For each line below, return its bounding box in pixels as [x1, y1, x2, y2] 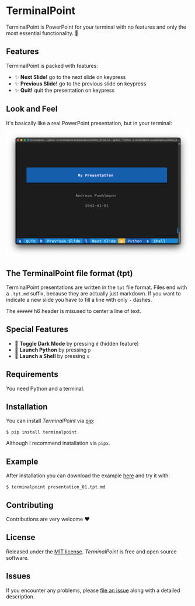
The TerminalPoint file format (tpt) [6, 268, 133, 278]
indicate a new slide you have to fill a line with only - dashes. [6, 296, 152, 303]
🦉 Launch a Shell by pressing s [14, 352, 89, 359]
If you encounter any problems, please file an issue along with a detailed [6, 587, 180, 594]
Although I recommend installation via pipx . [6, 440, 110, 447]
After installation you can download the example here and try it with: [6, 472, 170, 479]
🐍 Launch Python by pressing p [14, 346, 91, 353]
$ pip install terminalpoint [6, 429, 77, 435]
